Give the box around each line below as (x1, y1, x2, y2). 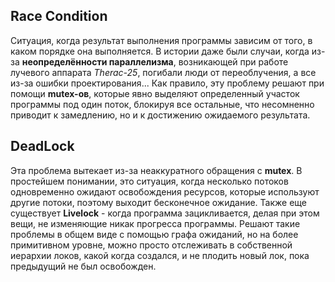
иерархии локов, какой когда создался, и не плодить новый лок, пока (10, 249, 310, 261)
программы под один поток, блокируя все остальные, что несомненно (10, 98, 315, 110)
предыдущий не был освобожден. (10, 260, 157, 272)
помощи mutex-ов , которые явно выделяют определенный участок (10, 87, 300, 99)
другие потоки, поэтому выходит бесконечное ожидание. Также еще (10, 196, 307, 208)
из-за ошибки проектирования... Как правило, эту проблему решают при (10, 77, 325, 89)
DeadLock (10, 138, 75, 155)
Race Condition (10, 8, 108, 25)
